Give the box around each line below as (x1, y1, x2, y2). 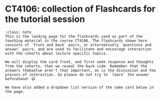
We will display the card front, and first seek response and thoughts (5, 59, 154, 64)
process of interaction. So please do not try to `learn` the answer (5, 72, 150, 77)
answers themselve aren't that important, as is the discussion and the (5, 68, 156, 73)
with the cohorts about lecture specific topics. (5, 51, 108, 56)
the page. (5, 89, 25, 94)
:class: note (5, 30, 32, 34)
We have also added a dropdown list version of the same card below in (5, 85, 154, 90)
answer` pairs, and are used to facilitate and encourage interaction (5, 47, 152, 51)
